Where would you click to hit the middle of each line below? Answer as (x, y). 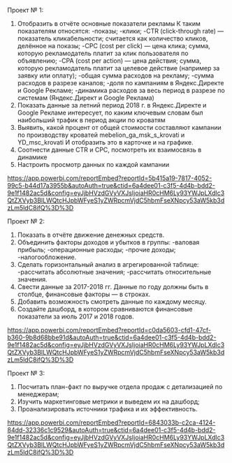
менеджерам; (38, 394)
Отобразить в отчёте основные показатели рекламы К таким (109, 23)
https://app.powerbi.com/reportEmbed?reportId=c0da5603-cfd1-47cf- (109, 330)
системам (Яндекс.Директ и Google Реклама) (86, 98)
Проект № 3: (26, 373)
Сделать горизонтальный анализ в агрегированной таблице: (108, 264)
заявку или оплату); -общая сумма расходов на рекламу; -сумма (116, 75)
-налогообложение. (47, 257)
